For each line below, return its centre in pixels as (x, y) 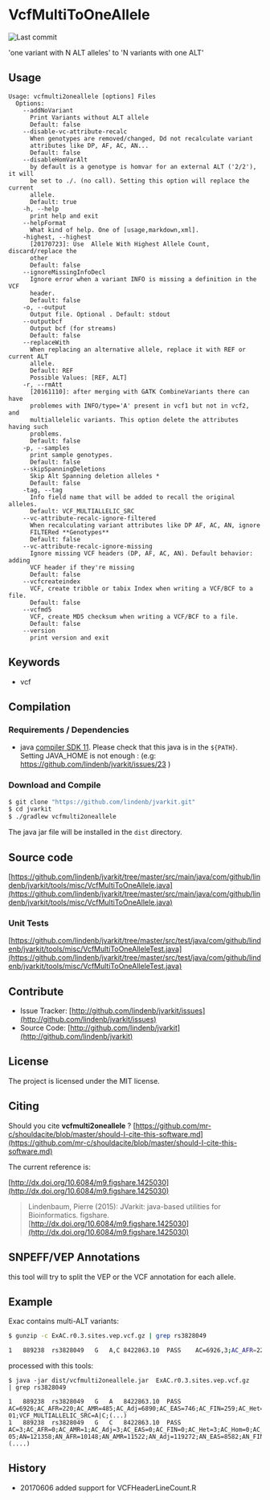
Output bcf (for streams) (73, 328)
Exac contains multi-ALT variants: (63, 1321)
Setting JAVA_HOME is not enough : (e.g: (88, 756)
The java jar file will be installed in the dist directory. (95, 832)
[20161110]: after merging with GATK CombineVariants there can (139, 391)
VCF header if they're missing (82, 567)
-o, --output (45, 307)
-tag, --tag (43, 490)
